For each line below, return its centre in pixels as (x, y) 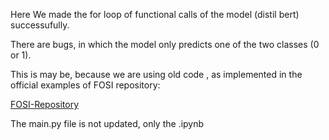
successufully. (40, 25)
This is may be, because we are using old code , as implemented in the (156, 74)
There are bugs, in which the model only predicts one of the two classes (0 (165, 44)
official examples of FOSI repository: (85, 85)
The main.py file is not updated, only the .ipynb (107, 123)
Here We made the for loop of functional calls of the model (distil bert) (155, 14)
